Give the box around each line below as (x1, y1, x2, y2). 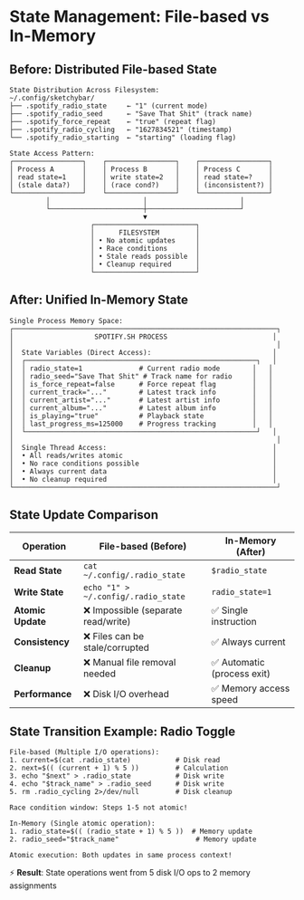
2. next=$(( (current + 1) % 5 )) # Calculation (9, 763, 229, 773)
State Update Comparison (9, 507, 158, 522)
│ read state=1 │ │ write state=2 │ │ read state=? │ (9, 173, 273, 182)
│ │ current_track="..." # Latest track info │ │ (9, 388, 273, 397)
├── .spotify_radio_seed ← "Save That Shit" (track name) (9, 110, 253, 119)
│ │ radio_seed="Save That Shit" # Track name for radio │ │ (9, 371, 273, 381)
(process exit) (211, 667, 271, 680)
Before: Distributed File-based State (9, 62, 217, 77)
